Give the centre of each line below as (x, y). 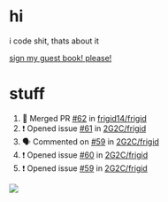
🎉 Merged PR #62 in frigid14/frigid (84, 118)
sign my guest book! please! (61, 58)
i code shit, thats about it (54, 41)
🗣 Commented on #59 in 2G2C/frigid (90, 141)
